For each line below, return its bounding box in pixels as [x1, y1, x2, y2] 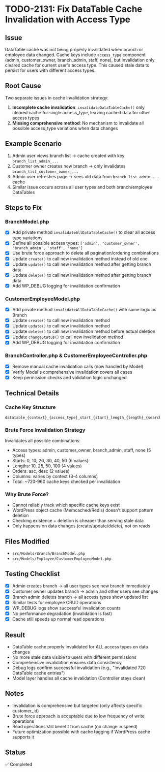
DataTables [12, 189, 35, 195]
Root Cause [5, 82, 42, 90]
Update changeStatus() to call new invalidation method [12, 334, 124, 340]
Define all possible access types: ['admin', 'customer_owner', [12, 240, 140, 246]
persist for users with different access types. [5, 67, 96, 73]
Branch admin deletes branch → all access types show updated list [12, 594, 148, 600]
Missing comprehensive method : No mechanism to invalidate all [12, 120, 144, 126]
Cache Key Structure [5, 404, 56, 411]
